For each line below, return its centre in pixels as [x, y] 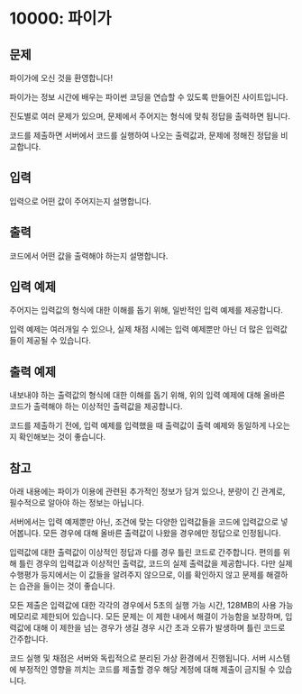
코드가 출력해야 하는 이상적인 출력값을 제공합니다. [96, 406]
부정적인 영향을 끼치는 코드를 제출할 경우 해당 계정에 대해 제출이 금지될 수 [147, 670]
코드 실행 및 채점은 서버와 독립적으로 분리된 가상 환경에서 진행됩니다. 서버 [138, 658]
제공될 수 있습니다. [59, 341]
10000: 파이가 [60, 18]
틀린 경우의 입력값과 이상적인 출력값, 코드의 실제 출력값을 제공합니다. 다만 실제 [156, 563]
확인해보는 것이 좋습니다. [62, 437]
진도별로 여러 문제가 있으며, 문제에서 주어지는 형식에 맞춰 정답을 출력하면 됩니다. [150, 116]
